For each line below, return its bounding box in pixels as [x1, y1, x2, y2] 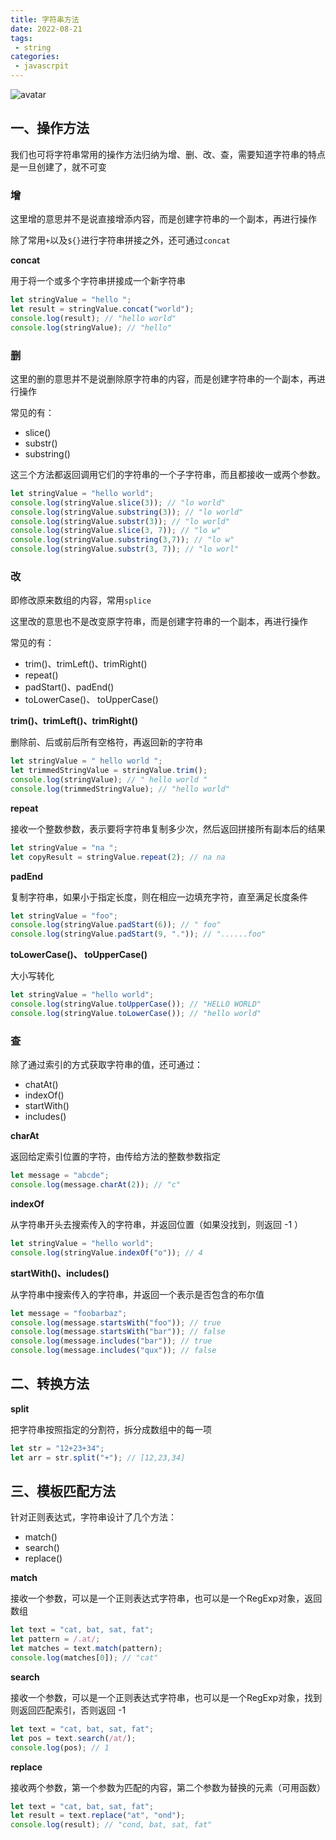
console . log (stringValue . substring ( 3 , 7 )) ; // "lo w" [10, 535, 235, 545]
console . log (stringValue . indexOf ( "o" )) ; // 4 [10, 1247, 203, 1258]
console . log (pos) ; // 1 [10, 1742, 110, 1753]
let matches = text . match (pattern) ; [10, 1644, 163, 1654]
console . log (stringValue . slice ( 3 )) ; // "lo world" [10, 497, 226, 508]
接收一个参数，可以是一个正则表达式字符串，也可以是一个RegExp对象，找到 [10, 1691, 323, 1703]
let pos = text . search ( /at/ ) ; [10, 1733, 137, 1743]
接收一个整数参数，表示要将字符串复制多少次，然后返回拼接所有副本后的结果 [10, 822, 326, 835]
